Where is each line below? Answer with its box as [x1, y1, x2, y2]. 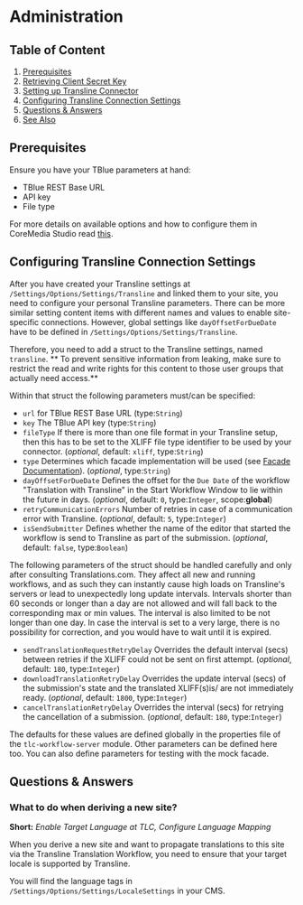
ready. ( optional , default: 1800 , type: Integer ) [22, 692, 188, 703]
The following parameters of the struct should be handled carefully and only [9, 559, 292, 570]
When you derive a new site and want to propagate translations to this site [9, 839, 285, 850]
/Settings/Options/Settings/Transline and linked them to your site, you [9, 287, 279, 299]
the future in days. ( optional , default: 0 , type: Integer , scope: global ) [22, 494, 273, 505]
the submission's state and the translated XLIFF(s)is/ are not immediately [22, 682, 294, 693]
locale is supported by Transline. [9, 858, 131, 869]
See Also [22, 115, 56, 125]
